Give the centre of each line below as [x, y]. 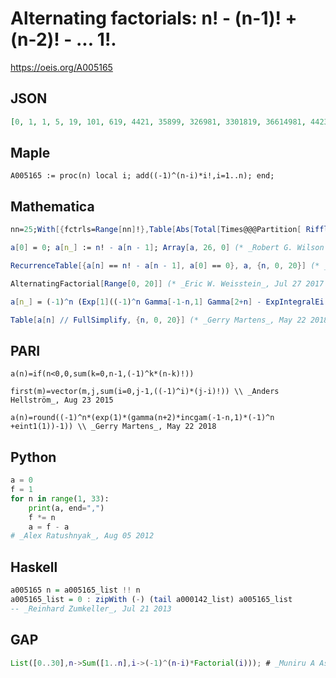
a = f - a [49, 527]
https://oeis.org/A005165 [61, 67]
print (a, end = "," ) [66, 508]
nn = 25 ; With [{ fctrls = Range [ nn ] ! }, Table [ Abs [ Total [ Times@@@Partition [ [156, 230]
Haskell [34, 567]
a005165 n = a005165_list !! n [75, 590]
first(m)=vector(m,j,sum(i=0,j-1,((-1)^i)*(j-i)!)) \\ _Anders [145, 392]
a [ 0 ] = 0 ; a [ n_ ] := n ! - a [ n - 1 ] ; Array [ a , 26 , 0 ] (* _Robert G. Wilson [167, 248]
